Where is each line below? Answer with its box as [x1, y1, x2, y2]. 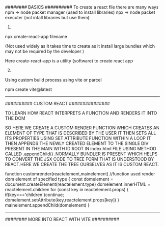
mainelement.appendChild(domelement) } [5, 202, 90, 208]
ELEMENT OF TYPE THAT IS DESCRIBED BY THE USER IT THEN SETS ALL [5, 130, 156, 136]
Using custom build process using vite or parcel [5, 77, 102, 83]
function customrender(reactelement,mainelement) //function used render [5, 171, 156, 176]
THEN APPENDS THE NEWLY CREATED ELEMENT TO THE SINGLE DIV [5, 141, 149, 146]
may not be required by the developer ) [5, 49, 84, 54]
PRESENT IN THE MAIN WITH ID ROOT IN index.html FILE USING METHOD [5, 146, 156, 151]
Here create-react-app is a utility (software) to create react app [5, 58, 134, 63]
